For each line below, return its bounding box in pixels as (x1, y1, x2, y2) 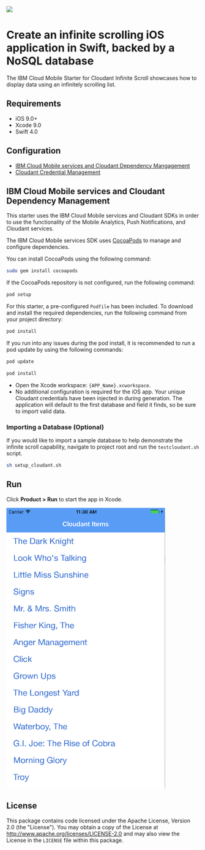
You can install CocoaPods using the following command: (6, 255, 151, 263)
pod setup (6, 292, 32, 298)
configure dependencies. (6, 243, 70, 251)
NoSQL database (6, 54, 94, 68)
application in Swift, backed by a (6, 41, 175, 55)
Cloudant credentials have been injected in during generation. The (15, 394, 182, 401)
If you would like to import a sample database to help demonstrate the (6, 437, 183, 444)
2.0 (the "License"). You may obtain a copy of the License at (6, 823, 158, 830)
